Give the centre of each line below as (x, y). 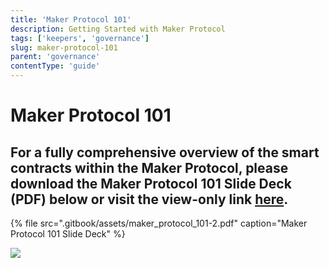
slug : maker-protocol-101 (64, 47)
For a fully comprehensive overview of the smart (165, 152)
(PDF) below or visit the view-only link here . (149, 199)
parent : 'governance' (55, 57)
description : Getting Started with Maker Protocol (118, 29)
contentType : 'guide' (55, 66)
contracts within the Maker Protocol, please (149, 167)
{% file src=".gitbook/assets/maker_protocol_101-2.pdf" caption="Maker (159, 223)
